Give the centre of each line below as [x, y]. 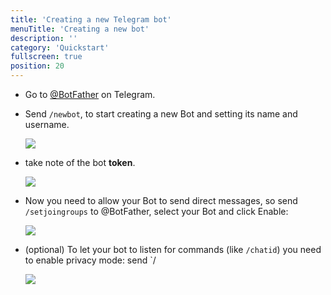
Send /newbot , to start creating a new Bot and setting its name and [161, 114]
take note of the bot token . [80, 162]
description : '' [44, 38]
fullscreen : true [46, 57]
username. [47, 124]
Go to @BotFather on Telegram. [90, 94]
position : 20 [37, 66]
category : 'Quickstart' [60, 47]
